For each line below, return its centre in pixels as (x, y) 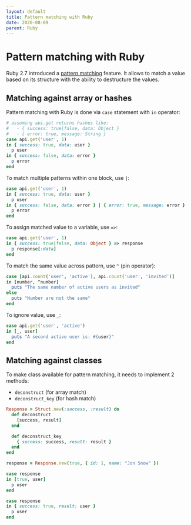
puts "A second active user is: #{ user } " (63, 337)
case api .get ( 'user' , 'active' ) (46, 326)
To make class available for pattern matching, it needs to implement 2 (90, 374)
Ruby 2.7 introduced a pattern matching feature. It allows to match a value (95, 73)
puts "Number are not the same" (51, 298)
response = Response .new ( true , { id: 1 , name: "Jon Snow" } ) (83, 463)
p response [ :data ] (34, 249)
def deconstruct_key (36, 436)
